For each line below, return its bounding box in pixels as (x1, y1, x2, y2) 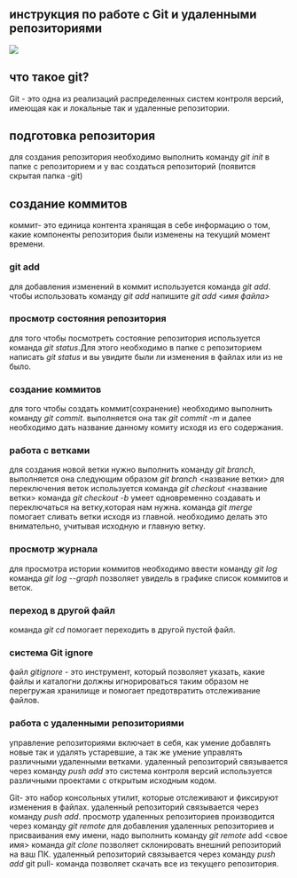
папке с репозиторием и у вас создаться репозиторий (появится (9, 161, 256, 172)
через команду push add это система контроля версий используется (9, 765, 273, 776)
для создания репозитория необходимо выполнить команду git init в (9, 152, 270, 162)
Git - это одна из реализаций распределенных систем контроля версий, (9, 93, 284, 104)
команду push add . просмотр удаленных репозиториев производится (9, 811, 275, 821)
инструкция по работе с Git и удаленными (9, 7, 257, 22)
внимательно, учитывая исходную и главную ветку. (9, 521, 206, 531)
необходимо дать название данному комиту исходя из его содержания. (9, 422, 284, 433)
